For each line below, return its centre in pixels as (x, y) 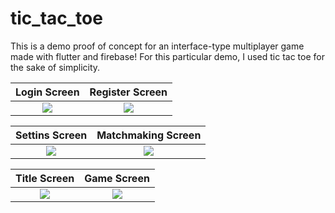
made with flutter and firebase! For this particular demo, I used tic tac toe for (167, 56)
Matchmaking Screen (149, 135)
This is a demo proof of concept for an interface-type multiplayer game (157, 46)
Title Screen (45, 178)
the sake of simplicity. (55, 67)
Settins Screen (51, 135)
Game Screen (117, 178)
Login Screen (47, 92)
